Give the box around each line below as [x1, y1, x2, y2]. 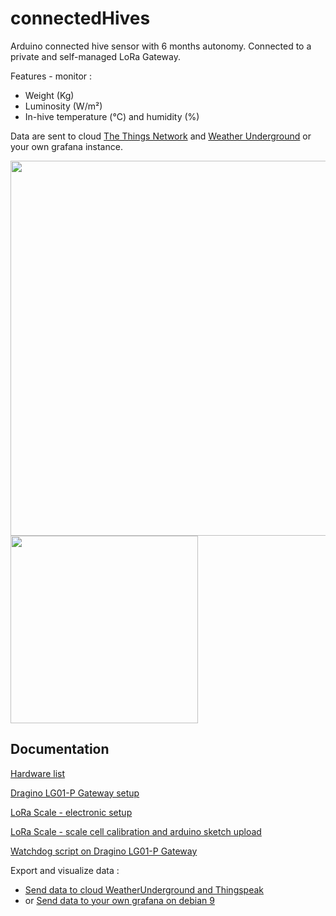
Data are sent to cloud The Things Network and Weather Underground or [10, 130, 312, 142]
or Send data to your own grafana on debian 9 [24, 894, 215, 906]
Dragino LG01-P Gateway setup [10, 787, 140, 799]
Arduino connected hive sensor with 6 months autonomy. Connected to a [10, 40, 312, 52]
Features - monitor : [10, 70, 93, 82]
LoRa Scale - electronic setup [10, 806, 133, 818]
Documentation [10, 741, 110, 758]
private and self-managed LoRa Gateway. [10, 50, 182, 62]
